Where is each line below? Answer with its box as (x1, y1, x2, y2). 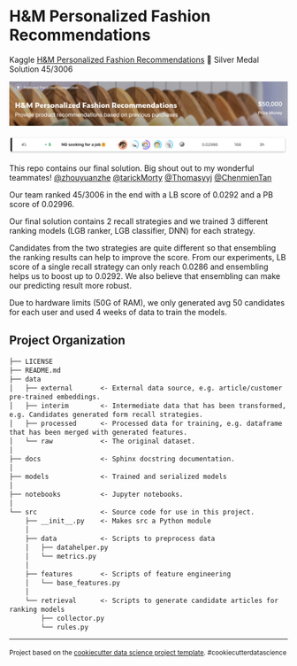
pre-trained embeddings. (9, 392, 101, 401)
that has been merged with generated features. (9, 428, 188, 437)
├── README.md (9, 366, 62, 375)
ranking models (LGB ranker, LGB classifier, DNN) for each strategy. (9, 226, 256, 236)
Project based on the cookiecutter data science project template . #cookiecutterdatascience (9, 648, 287, 657)
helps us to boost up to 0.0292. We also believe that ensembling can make (9, 271, 281, 282)
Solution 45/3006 (9, 64, 73, 74)
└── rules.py (41, 623, 89, 631)
